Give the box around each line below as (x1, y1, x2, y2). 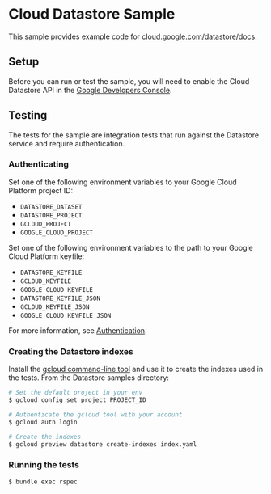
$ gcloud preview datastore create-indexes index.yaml (8, 440, 197, 449)
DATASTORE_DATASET (19, 203, 83, 211)
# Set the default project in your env (8, 389, 143, 397)
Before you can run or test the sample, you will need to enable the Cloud (8, 76, 250, 86)
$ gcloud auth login (8, 418, 78, 426)
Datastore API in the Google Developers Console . (8, 85, 172, 95)
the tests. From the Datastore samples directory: (8, 373, 170, 382)
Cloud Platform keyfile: (8, 251, 85, 261)
